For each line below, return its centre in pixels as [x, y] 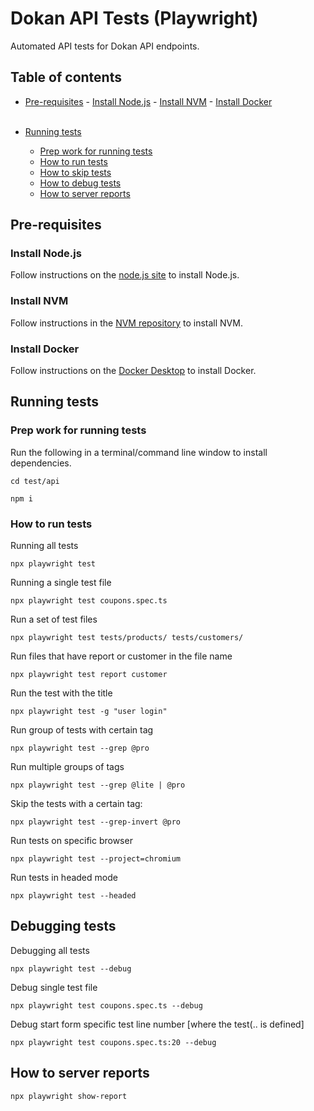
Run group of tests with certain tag [82, 730]
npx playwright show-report [69, 1096]
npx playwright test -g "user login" [89, 712]
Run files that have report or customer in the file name [121, 656]
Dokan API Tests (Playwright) [134, 18]
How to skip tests [75, 172]
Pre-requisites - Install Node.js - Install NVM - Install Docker [148, 101]
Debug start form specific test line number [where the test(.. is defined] [157, 1024]
